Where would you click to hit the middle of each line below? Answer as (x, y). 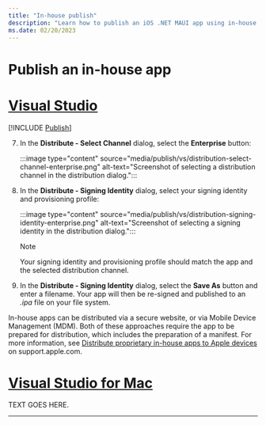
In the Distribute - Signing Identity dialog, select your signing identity (133, 190)
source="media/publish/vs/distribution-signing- (178, 214)
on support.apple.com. (46, 351)
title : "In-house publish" (53, 15)
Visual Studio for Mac (80, 383)
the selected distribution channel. (74, 270)
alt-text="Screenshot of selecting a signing (171, 222)
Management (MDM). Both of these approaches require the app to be (122, 326)
